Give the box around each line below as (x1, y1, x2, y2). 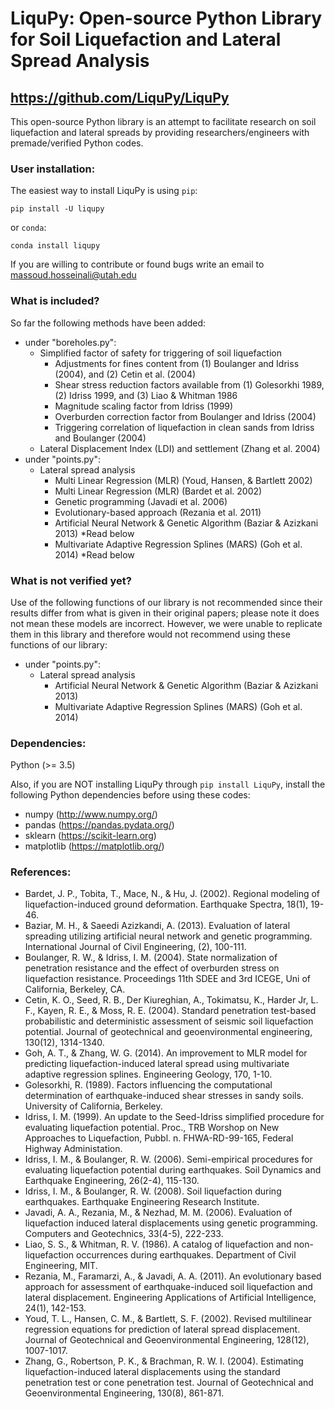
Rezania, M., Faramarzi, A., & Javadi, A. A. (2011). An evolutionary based (24, 1270, 322, 1282)
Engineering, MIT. (24, 1260, 98, 1272)
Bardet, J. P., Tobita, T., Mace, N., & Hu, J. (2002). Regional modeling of (24, 888, 321, 900)
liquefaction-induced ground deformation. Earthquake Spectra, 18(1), (24, 898, 309, 911)
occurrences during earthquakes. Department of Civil (75, 1249, 297, 1261)
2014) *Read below (54, 548, 135, 561)
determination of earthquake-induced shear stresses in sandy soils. (24, 1090, 304, 1102)
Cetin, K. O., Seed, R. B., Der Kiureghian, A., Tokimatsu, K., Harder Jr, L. (24, 994, 319, 1006)
